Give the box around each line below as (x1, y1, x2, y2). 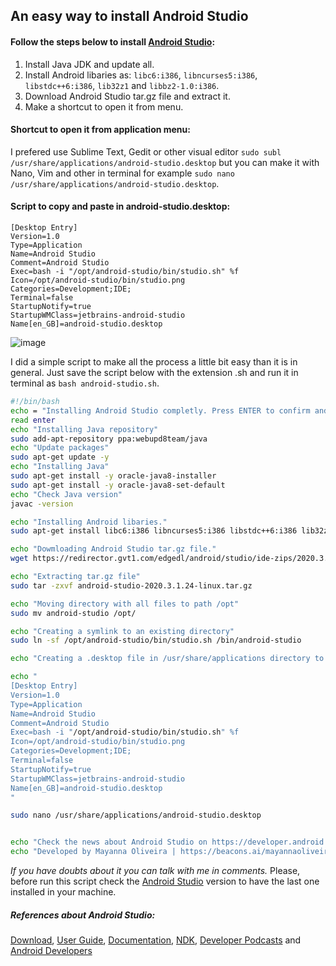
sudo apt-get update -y (10, 452, 110, 463)
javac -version (10, 499, 74, 509)
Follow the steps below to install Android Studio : (10, 35, 216, 48)
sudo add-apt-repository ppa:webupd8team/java (10, 434, 208, 444)
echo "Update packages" (10, 443, 110, 453)
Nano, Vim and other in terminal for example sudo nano (10, 167, 235, 179)
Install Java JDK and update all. (24, 58, 155, 70)
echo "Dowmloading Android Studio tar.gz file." (10, 544, 217, 554)
